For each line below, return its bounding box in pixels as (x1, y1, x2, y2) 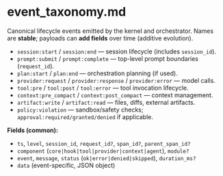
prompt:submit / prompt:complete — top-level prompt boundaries (16, 54, 198, 62)
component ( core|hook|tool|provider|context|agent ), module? (16, 147, 189, 155)
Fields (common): (7, 126, 58, 134)
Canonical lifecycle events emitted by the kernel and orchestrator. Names (7, 27, 214, 35)
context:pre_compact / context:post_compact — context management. (16, 90, 213, 99)
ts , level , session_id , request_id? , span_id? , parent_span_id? (16, 139, 191, 147)
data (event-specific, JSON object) (16, 161, 116, 169)
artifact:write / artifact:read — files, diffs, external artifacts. (16, 98, 196, 106)
